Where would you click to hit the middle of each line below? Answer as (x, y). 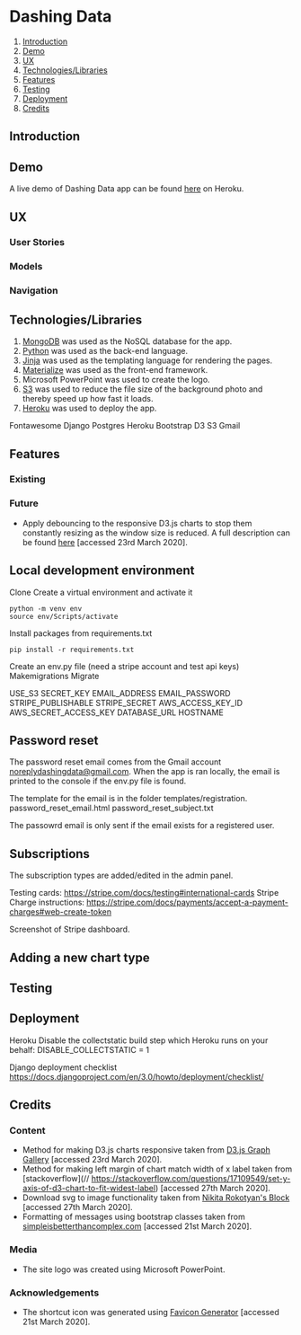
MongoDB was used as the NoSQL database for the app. (127, 341)
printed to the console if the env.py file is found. (98, 781)
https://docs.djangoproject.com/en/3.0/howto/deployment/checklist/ (137, 1076)
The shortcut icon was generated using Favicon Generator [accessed (151, 1313)
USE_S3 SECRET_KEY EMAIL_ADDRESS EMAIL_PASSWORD (120, 693)
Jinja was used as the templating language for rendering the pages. (147, 360)
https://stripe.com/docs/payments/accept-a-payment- (188, 902)
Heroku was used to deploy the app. (89, 408)
